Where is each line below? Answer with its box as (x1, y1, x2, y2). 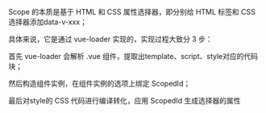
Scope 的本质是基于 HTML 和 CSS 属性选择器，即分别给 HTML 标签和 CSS (8, 7, 256, 16)
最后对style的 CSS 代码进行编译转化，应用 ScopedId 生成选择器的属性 (8, 96, 241, 105)
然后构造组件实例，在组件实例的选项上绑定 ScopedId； (8, 79, 191, 88)
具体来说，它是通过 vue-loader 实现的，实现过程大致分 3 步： (8, 35, 213, 44)
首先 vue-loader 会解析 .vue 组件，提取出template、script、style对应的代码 (8, 52, 258, 61)
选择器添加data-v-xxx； (8, 17, 87, 27)
